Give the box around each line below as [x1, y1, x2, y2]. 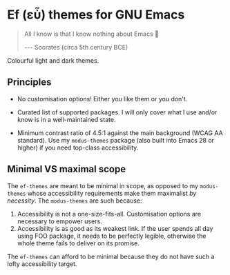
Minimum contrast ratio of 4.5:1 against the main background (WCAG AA [17, 128, 223, 137]
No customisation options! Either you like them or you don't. [17, 94, 188, 103]
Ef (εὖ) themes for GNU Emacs [7, 7, 185, 23]
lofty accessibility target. [7, 259, 77, 268]
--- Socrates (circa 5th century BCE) [23, 43, 128, 51]
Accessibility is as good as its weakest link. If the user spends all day [17, 224, 213, 232]
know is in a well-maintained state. [17, 115, 116, 123]
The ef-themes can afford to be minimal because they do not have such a [7, 252, 215, 261]
